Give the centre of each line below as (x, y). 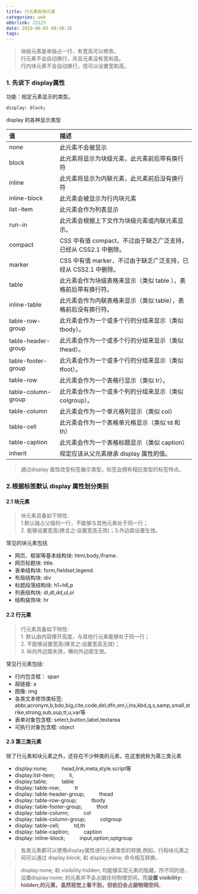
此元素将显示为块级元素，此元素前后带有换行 (122, 159)
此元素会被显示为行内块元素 (98, 199)
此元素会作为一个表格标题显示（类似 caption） (124, 443)
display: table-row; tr (46, 788)
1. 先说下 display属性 (36, 83)
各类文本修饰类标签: (39, 698)
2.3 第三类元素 (24, 742)
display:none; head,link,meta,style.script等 (73, 768)
